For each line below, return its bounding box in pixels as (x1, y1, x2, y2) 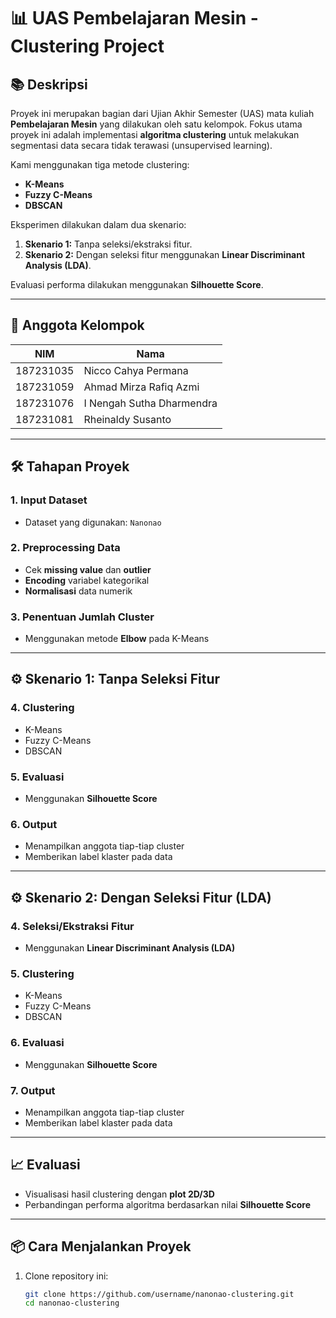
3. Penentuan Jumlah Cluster (10, 610, 155, 624)
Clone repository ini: (24, 1270, 109, 1282)
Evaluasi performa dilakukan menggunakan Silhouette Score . (10, 279, 264, 290)
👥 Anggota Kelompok (10, 317, 145, 334)
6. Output (10, 818, 58, 831)
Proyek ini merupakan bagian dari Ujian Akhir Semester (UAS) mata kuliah (10, 108, 315, 119)
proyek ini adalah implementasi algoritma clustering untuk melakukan (10, 129, 300, 140)
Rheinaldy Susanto (83, 412, 172, 426)
